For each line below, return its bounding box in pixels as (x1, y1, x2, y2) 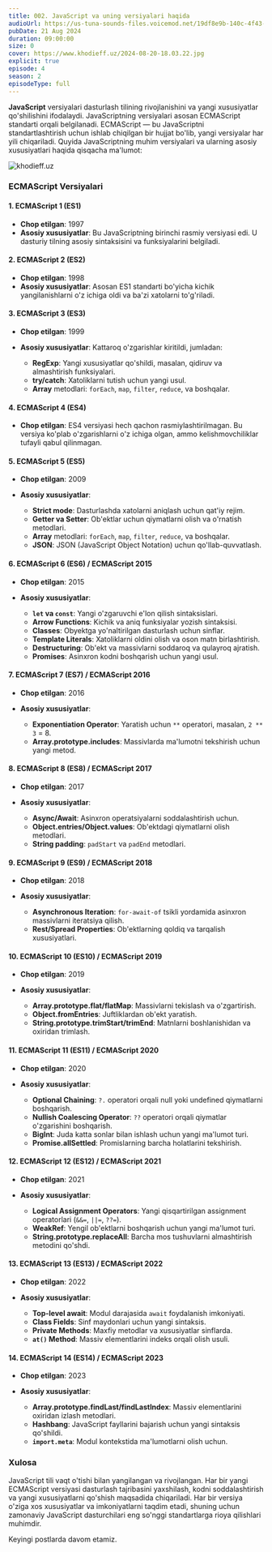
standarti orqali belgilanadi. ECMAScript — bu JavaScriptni (8, 119, 205, 129)
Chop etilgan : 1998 (19, 272, 85, 282)
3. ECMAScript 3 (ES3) (8, 309, 87, 319)
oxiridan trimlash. (32, 1027, 91, 1036)
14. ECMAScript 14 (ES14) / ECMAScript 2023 (8, 1353, 164, 1362)
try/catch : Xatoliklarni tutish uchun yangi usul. (32, 375, 187, 385)
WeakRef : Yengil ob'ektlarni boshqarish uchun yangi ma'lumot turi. (32, 1223, 256, 1233)
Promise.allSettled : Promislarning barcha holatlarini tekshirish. (32, 1138, 242, 1147)
